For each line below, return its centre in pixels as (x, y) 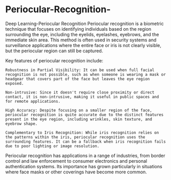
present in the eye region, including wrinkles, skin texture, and (79, 119)
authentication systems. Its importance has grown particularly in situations (84, 166)
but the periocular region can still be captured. (54, 51)
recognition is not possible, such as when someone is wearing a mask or (86, 74)
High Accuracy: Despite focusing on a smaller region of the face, (79, 110)
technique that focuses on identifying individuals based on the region (78, 29)
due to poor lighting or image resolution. (52, 146)
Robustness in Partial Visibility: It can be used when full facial (80, 70)
